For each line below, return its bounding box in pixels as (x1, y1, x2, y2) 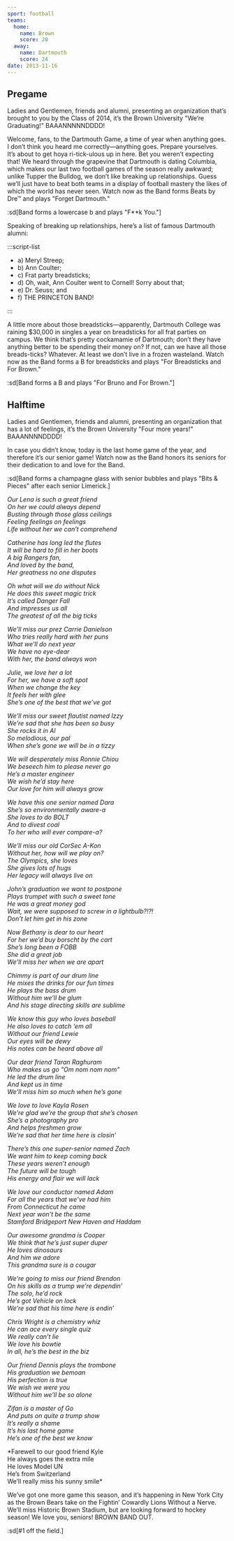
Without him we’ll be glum (7, 994, 82, 1002)
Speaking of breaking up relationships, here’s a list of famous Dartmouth (7, 222, 215, 230)
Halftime (7, 399, 45, 411)
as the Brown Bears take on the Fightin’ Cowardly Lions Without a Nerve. (7, 1498, 217, 1507)
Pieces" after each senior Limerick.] (7, 482, 110, 490)
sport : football (7, 10, 54, 17)
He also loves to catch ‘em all (7, 1022, 92, 1030)
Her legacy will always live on (7, 872, 93, 880)
